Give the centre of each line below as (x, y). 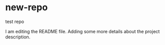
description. (18, 37)
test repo (15, 21)
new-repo (26, 7)
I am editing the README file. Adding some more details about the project (82, 31)
